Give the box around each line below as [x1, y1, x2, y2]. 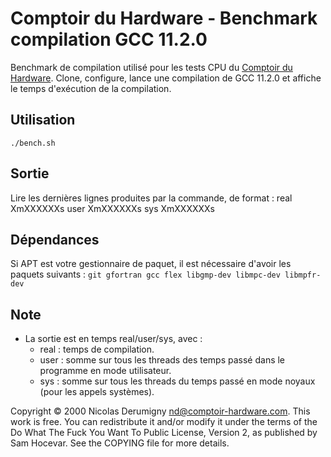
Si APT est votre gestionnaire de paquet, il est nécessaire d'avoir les [10, 258, 292, 270]
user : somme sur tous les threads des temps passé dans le [39, 354, 286, 366]
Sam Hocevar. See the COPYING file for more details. [10, 437, 230, 449]
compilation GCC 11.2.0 [10, 28, 208, 51]
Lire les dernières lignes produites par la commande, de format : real [10, 192, 293, 204]
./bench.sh [10, 138, 56, 148]
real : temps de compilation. [39, 343, 155, 356]
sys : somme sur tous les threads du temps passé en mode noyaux [39, 375, 316, 387]
